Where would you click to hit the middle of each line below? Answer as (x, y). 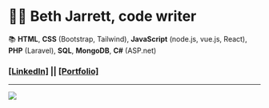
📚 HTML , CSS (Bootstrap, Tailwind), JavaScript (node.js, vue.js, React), (128, 38)
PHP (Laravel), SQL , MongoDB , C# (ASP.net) (82, 50)
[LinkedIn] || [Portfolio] (54, 71)
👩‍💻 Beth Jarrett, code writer (102, 16)
